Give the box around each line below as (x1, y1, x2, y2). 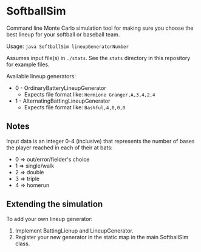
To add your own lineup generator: (6, 215, 93, 222)
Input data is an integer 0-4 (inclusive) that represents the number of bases (6, 137, 195, 145)
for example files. (6, 61, 50, 68)
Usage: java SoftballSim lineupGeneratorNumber (6, 43, 129, 50)
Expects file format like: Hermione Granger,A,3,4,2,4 (24, 90, 155, 98)
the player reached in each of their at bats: (6, 144, 113, 151)
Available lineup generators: (6, 72, 76, 80)
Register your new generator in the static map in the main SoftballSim (15, 233, 189, 240)
